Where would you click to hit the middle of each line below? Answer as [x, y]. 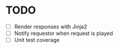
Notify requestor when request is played [64, 33]
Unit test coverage [37, 40]
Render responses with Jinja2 [51, 27]
